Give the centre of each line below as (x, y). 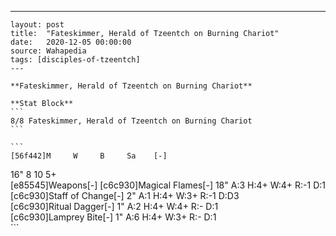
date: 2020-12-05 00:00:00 (71, 42)
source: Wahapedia (48, 51)
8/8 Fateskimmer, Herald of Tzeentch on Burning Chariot (131, 121)
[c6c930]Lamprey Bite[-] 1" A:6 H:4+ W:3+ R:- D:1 (113, 217)
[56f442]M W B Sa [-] (89, 156)
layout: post (37, 25)
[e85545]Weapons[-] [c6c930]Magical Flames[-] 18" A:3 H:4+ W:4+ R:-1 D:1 (168, 185)
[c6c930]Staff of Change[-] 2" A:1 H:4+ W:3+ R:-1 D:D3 (125, 195)
